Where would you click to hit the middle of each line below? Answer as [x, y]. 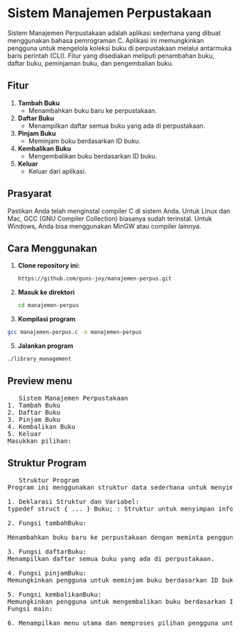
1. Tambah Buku [34, 405]
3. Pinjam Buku [34, 419]
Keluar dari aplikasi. [57, 171]
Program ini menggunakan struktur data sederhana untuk [107, 487]
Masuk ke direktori [46, 292]
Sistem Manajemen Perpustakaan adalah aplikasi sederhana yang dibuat [114, 33]
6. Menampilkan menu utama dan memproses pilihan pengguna [113, 623]
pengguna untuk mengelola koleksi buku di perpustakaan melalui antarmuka [120, 48]
